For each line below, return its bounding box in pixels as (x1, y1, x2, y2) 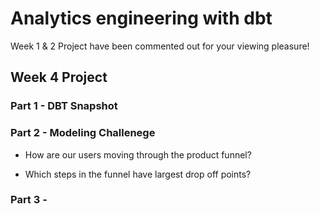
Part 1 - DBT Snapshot (10, 99, 118, 113)
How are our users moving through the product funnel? (24, 148, 252, 161)
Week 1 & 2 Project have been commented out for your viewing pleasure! (10, 40, 310, 52)
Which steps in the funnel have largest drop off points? (24, 168, 252, 180)
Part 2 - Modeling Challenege (10, 126, 156, 140)
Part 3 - (10, 193, 48, 207)
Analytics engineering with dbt (10, 7, 273, 30)
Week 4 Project (10, 69, 108, 86)
